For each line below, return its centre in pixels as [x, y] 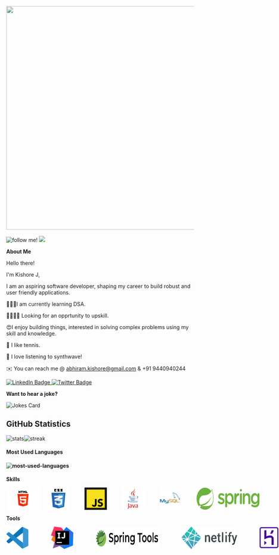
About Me [19, 252]
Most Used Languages [35, 452]
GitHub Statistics [38, 424]
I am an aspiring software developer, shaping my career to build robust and [98, 286]
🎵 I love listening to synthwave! [44, 356]
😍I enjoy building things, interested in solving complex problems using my [97, 327]
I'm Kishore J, [23, 275]
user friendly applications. [38, 292]
